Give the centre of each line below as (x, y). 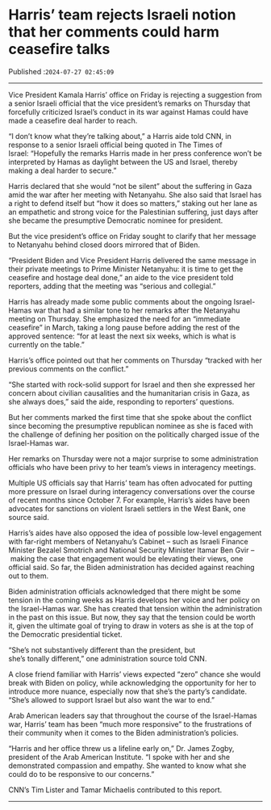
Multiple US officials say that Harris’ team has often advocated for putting (130, 483)
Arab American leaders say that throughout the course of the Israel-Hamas (133, 716)
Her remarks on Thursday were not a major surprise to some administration (133, 459)
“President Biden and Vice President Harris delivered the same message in (132, 260)
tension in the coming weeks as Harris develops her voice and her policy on (134, 600)
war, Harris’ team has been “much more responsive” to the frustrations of (130, 724)
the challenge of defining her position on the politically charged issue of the (134, 434)
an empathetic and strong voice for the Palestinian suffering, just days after (133, 212)
